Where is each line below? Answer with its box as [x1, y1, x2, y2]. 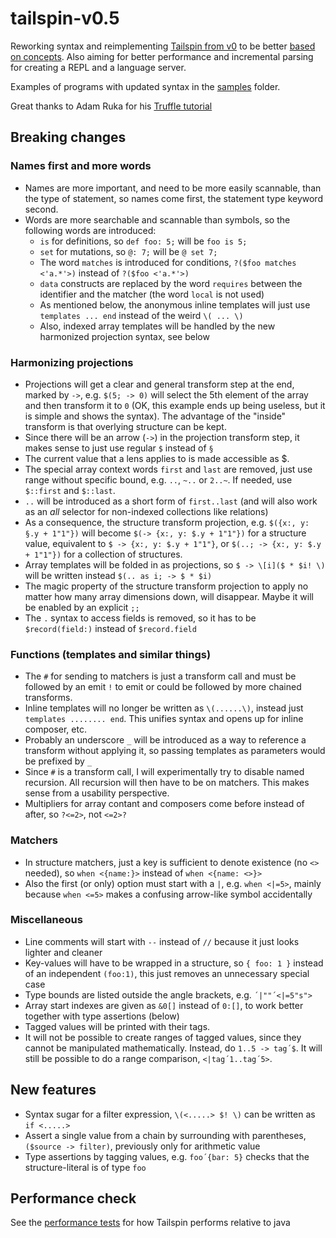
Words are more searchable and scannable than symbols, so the [24, 213, 291, 226]
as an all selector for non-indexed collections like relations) [24, 505, 269, 517]
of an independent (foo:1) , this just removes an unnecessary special [24, 967, 310, 979]
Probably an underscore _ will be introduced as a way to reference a [24, 734, 307, 746]
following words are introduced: [24, 224, 157, 236]
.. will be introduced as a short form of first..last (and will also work [24, 495, 318, 507]
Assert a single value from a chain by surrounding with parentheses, [24, 1129, 307, 1141]
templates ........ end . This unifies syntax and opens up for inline [24, 713, 304, 725]
